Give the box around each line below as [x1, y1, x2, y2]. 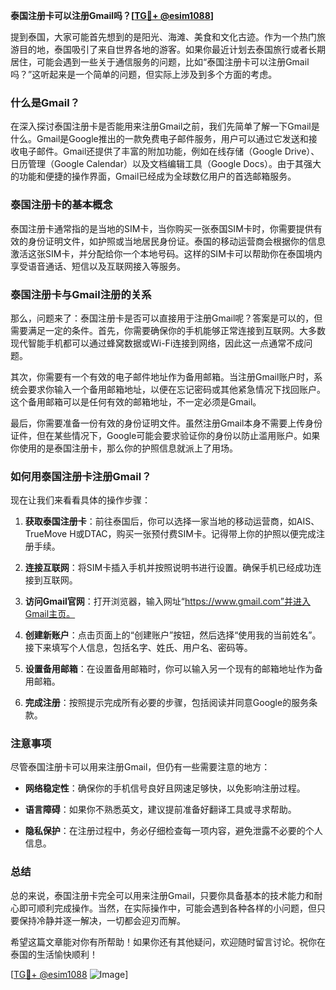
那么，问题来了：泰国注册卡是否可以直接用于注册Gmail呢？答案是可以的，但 [10, 312, 323, 324]
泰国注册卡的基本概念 [10, 198, 113, 212]
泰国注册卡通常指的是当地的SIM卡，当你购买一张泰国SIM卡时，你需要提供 [10, 222, 314, 234]
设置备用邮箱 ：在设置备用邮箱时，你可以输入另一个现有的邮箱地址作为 [24, 663, 315, 675]
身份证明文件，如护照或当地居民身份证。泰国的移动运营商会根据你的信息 [27, 235, 326, 247]
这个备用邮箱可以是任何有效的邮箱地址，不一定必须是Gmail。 [10, 395, 262, 408]
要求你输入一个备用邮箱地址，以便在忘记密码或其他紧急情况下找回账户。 [27, 383, 326, 395]
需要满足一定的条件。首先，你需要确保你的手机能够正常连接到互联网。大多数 [10, 324, 326, 336]
